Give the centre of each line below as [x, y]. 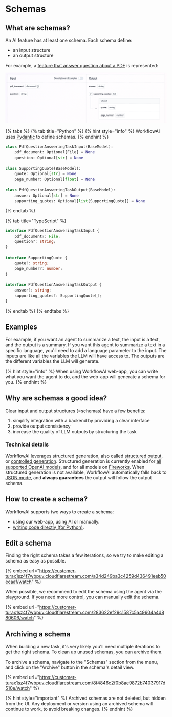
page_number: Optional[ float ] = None [55, 179]
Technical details [27, 444]
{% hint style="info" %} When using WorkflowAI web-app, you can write [82, 371]
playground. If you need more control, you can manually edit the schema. [82, 597]
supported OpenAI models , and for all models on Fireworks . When [75, 467]
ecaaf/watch [18, 582]
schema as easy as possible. [36, 561]
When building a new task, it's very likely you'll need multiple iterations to [83, 647]
